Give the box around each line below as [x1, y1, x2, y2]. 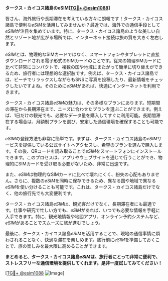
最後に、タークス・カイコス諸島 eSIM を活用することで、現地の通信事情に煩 [5, 231, 160, 236]
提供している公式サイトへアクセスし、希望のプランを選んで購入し [22, 142, 159, 148]
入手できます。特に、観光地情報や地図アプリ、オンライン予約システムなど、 [5, 214, 162, 219]
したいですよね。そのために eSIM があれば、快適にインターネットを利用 [9, 83, 156, 88]
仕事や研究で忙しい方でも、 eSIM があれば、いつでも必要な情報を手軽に [13, 207, 160, 213]
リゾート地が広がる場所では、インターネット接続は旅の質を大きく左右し [14, 35, 163, 40]
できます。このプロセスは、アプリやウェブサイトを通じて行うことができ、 [5, 154, 158, 160]
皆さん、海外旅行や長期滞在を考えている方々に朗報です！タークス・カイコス [5, 16, 163, 22]
